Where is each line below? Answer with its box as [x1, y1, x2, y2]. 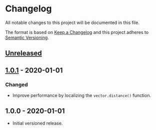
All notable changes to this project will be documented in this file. [5, 19, 140, 25]
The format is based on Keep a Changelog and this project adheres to [5, 29, 149, 35]
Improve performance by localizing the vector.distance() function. [12, 92, 151, 98]
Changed [5, 81, 28, 88]
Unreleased [5, 49, 42, 57]
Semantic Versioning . [5, 34, 49, 40]
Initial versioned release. [12, 120, 63, 126]
